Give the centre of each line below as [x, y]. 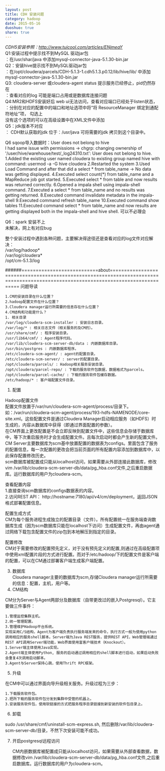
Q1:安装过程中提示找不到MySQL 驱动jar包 [47, 53]
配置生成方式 [18, 513]
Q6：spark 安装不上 [25, 222]
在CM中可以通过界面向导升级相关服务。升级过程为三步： [62, 683]
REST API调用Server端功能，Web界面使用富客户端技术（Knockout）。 [66, 642]
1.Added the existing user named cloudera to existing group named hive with [82, 158]
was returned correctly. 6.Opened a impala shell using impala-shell [73, 185]
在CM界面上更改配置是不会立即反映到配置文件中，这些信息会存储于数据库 [80, 431]
